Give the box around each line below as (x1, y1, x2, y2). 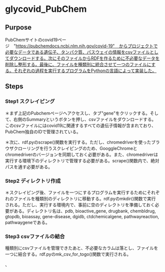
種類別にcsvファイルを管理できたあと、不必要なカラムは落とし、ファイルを (5, 245, 159, 251)
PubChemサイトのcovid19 (5, 37, 58, 42)
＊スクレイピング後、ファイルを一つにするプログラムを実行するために (5, 189, 147, 195)
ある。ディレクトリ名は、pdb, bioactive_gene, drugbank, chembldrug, (13, 208, 156, 214)
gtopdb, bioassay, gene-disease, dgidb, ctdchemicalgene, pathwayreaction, (5, 213, 160, 219)
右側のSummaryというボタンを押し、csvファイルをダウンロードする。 (13, 116, 156, 122)
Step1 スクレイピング (5, 98, 55, 105)
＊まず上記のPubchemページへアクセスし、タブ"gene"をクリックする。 (5, 110, 150, 116)
